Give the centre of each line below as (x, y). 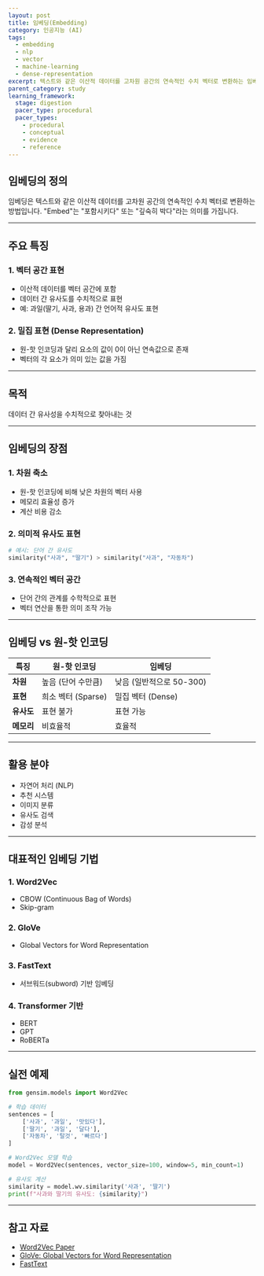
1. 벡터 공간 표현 (36, 270)
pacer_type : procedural (54, 111)
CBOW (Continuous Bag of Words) (75, 899)
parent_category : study (47, 89)
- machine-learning (47, 67)
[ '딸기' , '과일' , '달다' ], (61, 1129)
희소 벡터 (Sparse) (75, 696)
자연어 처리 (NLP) (47, 785)
